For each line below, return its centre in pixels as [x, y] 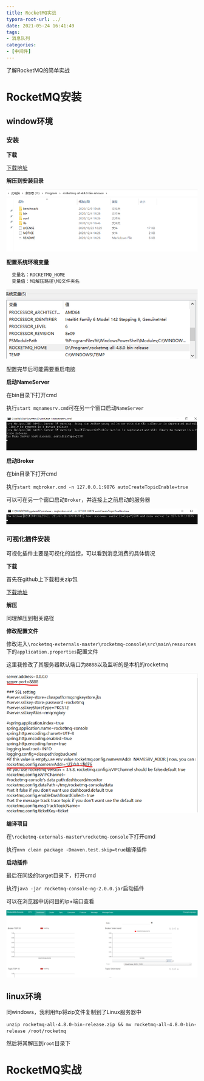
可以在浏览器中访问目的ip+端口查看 [50, 901]
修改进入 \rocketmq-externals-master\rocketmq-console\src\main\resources [101, 644]
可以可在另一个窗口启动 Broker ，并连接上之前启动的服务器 [78, 499]
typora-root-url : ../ [34, 19]
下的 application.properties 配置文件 [52, 652]
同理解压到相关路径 [30, 618]
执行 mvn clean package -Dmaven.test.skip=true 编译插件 [77, 850]
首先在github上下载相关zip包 [42, 579]
